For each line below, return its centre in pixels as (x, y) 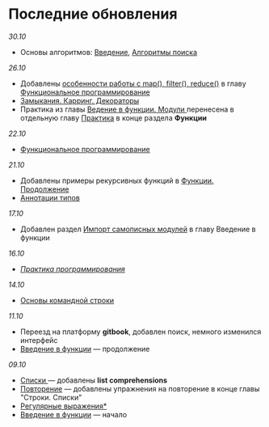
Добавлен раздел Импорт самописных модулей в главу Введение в (138, 229)
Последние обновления (93, 14)
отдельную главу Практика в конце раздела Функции (113, 117)
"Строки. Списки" (51, 397)
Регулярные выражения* (63, 406)
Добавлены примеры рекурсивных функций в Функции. (117, 180)
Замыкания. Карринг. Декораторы (80, 100)
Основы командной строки (67, 300)
